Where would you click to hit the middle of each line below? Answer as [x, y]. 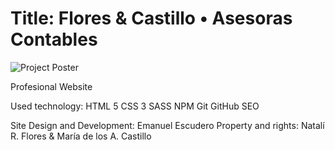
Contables [54, 39]
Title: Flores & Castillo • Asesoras [151, 18]
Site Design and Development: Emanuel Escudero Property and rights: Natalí [167, 125]
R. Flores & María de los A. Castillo [81, 136]
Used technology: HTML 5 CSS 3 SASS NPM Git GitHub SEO [135, 106]
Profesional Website [51, 86]
